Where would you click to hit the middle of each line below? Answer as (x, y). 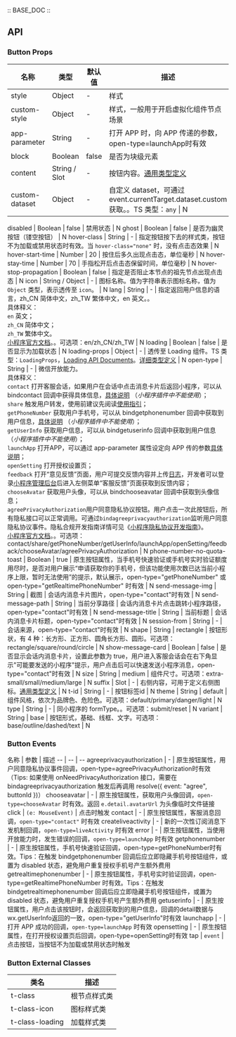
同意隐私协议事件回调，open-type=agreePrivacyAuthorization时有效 (112, 768)
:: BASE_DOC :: (29, 10)
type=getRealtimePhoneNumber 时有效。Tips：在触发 (86, 882)
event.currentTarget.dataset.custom (168, 199)
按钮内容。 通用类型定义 (147, 173)
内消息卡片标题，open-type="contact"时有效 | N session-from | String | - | (115, 621)
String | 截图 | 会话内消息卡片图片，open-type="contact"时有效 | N (104, 594)
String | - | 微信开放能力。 (45, 368)
